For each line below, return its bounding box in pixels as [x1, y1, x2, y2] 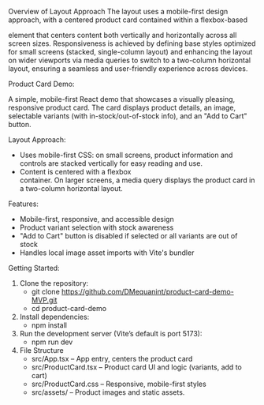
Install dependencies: [19, 312, 90, 321]
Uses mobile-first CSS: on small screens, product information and [19, 150, 233, 159]
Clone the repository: [19, 279, 89, 287]
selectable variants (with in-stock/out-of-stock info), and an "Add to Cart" [8, 111, 247, 121]
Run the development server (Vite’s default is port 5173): [19, 329, 203, 338]
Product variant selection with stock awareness [19, 223, 174, 232]
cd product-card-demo [31, 304, 107, 313]
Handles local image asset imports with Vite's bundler [19, 248, 195, 257]
